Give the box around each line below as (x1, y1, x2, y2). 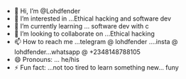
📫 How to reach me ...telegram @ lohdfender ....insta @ (13, 38, 178, 46)
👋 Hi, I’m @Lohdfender (13, 7, 80, 15)
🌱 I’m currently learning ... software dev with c (13, 22, 149, 30)
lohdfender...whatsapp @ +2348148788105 (13, 48, 141, 56)
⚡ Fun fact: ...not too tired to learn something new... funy (13, 63, 179, 71)
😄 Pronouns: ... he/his (13, 56, 80, 63)
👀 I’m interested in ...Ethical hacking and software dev (13, 14, 172, 23)
